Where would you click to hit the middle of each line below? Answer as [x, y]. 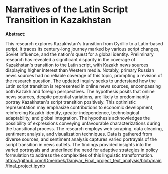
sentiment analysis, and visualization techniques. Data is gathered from [79, 134]
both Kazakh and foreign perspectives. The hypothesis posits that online [80, 91]
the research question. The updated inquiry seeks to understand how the [81, 81]
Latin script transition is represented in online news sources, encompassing [83, 86]
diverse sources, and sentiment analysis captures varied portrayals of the [81, 139]
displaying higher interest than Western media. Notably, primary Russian [80, 70]
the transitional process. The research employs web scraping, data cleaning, [84, 128]
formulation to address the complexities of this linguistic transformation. [79, 155]
